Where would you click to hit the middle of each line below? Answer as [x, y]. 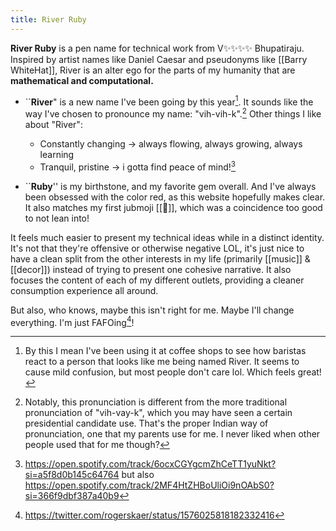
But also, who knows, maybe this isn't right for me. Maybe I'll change [152, 310]
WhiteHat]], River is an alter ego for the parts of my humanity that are [153, 70]
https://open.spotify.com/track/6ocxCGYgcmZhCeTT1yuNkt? [150, 464]
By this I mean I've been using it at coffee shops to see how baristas [165, 351]
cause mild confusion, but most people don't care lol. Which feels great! [173, 372]
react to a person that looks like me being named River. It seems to [162, 362]
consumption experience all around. [84, 290]
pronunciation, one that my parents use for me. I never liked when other [172, 434]
